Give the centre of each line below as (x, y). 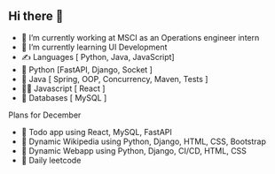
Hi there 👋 (36, 16)
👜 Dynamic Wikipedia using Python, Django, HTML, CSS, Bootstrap (144, 141)
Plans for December (45, 115)
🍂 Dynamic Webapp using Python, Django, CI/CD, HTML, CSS (134, 150)
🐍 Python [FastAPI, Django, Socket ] (86, 69)
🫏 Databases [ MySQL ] (64, 97)
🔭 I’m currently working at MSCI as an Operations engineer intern (140, 37)
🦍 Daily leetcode (51, 160)
